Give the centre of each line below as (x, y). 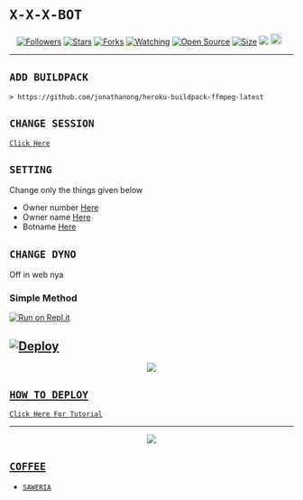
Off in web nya (37, 275)
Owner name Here (56, 218)
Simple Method (43, 298)
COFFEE (28, 466)
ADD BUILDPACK (49, 77)
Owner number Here (60, 208)
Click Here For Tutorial (56, 414)
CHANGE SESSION (52, 124)
